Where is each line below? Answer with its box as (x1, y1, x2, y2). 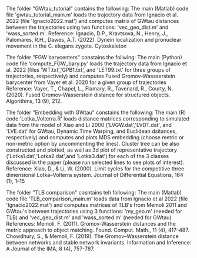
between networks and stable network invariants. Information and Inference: (6, 239, 192, 246)
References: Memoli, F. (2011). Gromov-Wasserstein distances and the (6, 220, 176, 227)
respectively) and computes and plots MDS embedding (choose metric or (6, 134, 184, 140)
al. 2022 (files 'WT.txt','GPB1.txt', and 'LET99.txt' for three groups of (6, 66, 171, 73)
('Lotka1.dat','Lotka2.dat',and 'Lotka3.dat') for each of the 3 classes (6, 153, 169, 159)
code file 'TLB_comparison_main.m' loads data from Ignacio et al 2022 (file (6, 195, 188, 202)
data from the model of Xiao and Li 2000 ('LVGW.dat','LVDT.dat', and (6, 122, 172, 128)
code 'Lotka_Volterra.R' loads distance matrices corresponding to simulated (6, 115, 190, 122)
